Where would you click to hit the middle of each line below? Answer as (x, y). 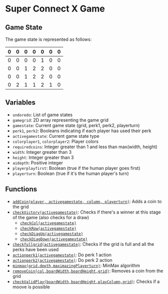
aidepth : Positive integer (38, 163)
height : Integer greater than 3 (43, 157)
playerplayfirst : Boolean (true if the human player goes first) (76, 168)
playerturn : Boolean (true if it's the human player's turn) (71, 173)
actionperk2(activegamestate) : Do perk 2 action (62, 260)
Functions (21, 189)
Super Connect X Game (55, 9)
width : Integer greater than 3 (42, 152)
